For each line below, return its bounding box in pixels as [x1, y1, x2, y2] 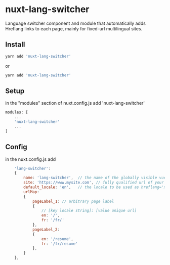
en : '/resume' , [41, 236, 73, 241]
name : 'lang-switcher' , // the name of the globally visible [23, 175, 157, 181]
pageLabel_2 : [32, 227, 60, 232]
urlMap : [23, 189, 39, 194]
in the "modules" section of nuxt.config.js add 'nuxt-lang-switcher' [5, 100, 145, 106]
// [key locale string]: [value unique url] [41, 208, 137, 213]
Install [5, 40, 25, 49]
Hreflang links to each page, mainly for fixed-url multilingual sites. [5, 25, 143, 31]
